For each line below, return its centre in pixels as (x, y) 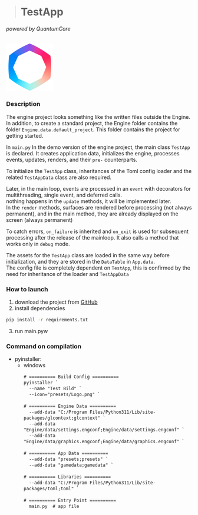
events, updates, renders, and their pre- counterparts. (72, 160)
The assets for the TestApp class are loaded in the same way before (88, 255)
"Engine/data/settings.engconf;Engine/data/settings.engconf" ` (104, 430)
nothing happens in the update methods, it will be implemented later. (89, 201)
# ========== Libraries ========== (67, 477)
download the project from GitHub (56, 302)
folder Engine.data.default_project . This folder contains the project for (93, 129)
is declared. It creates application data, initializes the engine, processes (93, 153)
